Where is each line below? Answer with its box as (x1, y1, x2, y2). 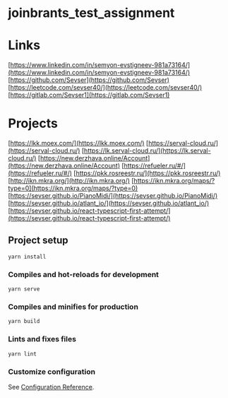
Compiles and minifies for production (8, 302, 138, 312)
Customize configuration (8, 366, 96, 376)
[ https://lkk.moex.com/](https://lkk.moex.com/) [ (8, 139, 149, 148)
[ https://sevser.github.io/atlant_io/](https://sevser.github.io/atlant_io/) (8, 199, 210, 208)
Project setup (8, 235, 69, 247)
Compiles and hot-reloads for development (8, 269, 160, 279)
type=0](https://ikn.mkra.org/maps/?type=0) (8, 184, 138, 192)
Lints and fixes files (8, 334, 77, 344)
